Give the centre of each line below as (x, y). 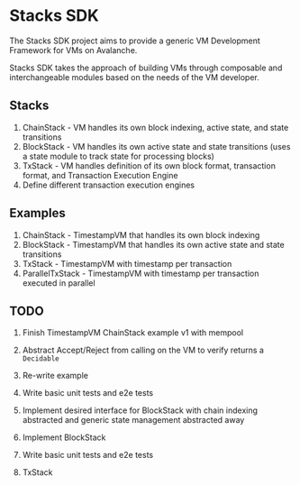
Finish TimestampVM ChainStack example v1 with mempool (133, 333)
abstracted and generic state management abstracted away (133, 420)
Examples (37, 213)
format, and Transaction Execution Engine (100, 175)
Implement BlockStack (64, 437)
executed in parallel (59, 283)
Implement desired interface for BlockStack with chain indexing (140, 410)
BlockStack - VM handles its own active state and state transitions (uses (156, 146)
